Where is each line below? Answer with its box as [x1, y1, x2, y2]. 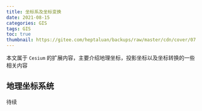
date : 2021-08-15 [6, 14, 50, 21]
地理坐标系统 [6, 81, 54, 91]
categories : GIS [6, 20, 47, 26]
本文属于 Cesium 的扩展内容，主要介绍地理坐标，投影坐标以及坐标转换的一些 [6, 54, 195, 61]
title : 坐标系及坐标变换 [6, 8, 62, 15]
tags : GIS [6, 25, 31, 32]
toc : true [6, 31, 31, 37]
